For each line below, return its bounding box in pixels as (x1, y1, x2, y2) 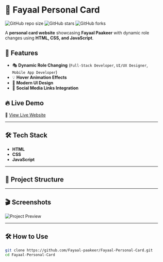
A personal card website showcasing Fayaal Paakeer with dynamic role (5, 30, 149, 35)
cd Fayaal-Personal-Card (5, 252, 55, 257)
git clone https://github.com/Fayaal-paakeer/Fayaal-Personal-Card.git (5, 247, 153, 253)
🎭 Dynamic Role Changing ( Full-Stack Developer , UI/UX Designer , (12, 62, 148, 68)
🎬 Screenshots (5, 198, 51, 206)
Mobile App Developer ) (12, 69, 58, 75)
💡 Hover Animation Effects (12, 74, 67, 80)
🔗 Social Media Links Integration (12, 85, 79, 91)
